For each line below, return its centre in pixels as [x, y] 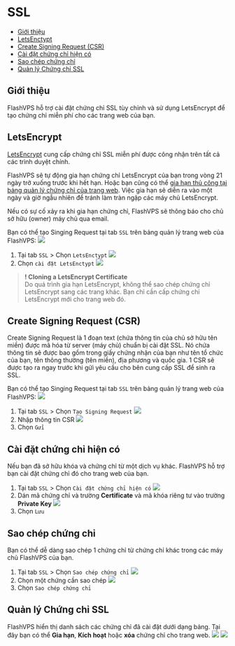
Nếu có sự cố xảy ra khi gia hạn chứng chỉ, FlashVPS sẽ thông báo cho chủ [115, 211]
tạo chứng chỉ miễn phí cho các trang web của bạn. [81, 115]
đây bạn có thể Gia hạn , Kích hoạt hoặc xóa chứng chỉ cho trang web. [109, 635]
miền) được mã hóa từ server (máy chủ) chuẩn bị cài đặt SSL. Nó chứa [108, 345]
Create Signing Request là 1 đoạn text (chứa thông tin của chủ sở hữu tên [113, 338]
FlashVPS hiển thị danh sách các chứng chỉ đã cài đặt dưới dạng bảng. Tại [114, 626]
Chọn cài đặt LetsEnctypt [56, 263]
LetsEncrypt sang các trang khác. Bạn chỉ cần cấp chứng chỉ [112, 291]
